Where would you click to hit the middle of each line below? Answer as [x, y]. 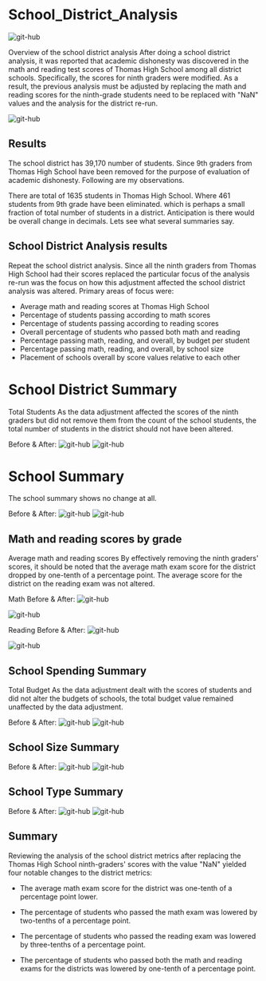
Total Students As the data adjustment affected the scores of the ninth [123, 411]
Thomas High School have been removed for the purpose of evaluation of [129, 171]
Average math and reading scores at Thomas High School [114, 306]
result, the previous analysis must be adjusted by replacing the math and [127, 86]
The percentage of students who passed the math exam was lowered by [139, 911]
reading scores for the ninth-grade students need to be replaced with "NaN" [133, 94]
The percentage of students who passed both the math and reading [131, 959]
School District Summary [93, 389]
